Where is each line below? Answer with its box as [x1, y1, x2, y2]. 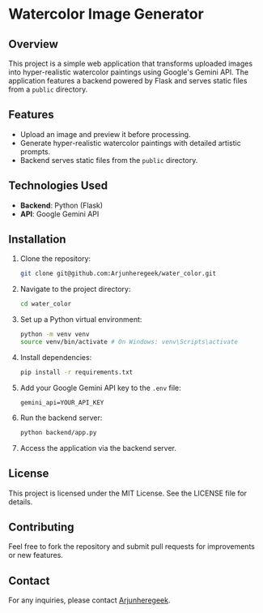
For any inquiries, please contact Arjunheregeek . [8, 595, 171, 605]
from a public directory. [8, 84, 88, 94]
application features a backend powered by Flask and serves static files [8, 76, 248, 85]
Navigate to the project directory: [19, 285, 131, 294]
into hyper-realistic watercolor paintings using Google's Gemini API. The [8, 67, 249, 77]
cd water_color [19, 300, 72, 308]
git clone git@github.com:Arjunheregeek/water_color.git [19, 269, 217, 278]
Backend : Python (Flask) [19, 200, 104, 210]
